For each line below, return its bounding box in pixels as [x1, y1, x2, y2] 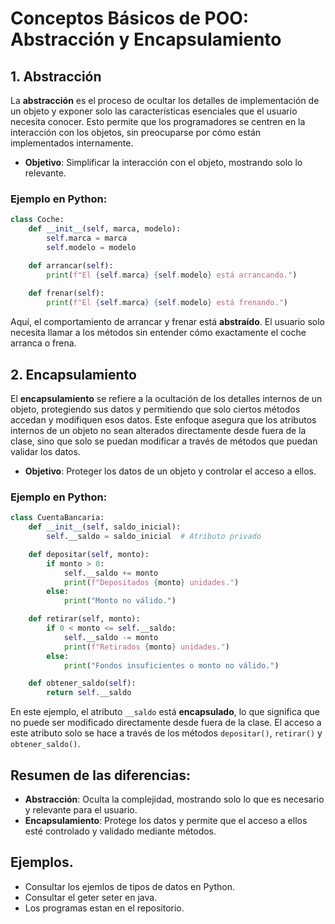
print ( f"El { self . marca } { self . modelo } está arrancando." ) [46, 270, 298, 280]
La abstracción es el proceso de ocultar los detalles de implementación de [10, 95, 320, 106]
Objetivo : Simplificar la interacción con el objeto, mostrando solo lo [24, 157, 303, 168]
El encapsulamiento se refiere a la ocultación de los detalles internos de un [10, 392, 323, 404]
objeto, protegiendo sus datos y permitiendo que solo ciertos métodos [10, 403, 301, 415]
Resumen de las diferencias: [10, 767, 191, 784]
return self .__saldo [46, 688, 132, 698]
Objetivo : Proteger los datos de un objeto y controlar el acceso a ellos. [24, 465, 317, 477]
